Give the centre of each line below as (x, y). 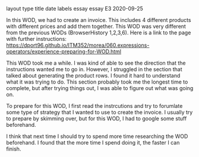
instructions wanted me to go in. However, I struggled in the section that (94, 69)
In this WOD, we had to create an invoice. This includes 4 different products (99, 20)
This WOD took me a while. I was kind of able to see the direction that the (96, 63)
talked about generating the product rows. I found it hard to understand (93, 76)
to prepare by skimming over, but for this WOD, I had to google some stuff (97, 118)
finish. (14, 149)
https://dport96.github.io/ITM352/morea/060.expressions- (78, 45)
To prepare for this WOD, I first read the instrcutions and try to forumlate (94, 106)
